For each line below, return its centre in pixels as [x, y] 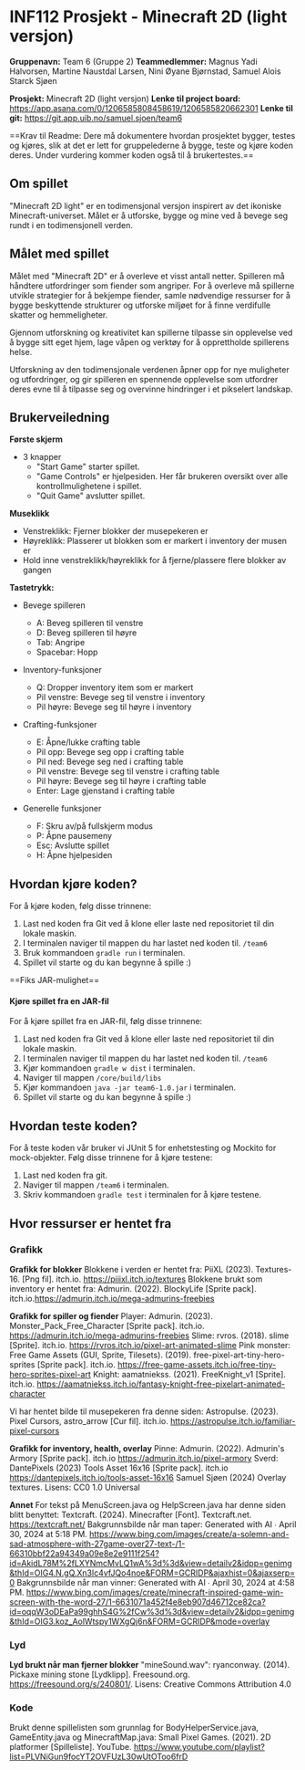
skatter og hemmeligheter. [59, 314]
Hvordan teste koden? [74, 1126]
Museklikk [30, 514]
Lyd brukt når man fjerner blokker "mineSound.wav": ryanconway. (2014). [150, 1665]
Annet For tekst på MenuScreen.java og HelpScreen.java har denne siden [148, 1504]
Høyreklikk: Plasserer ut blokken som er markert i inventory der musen [155, 541]
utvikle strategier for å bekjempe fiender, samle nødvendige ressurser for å [150, 295]
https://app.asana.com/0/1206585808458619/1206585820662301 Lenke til [151, 108]
